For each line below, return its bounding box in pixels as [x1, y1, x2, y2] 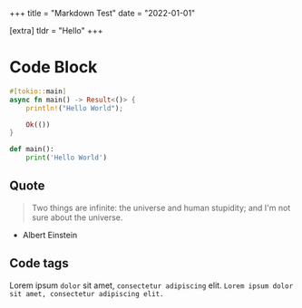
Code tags [9, 255, 70, 271]
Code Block [9, 57, 98, 78]
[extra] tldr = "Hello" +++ [9, 25, 103, 35]
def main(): [9, 145, 54, 154]
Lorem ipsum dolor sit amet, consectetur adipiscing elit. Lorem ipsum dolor [9, 280, 294, 291]
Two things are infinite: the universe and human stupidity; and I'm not [31, 202, 291, 213]
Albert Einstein [22, 229, 78, 240]
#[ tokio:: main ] [9, 86, 67, 96]
